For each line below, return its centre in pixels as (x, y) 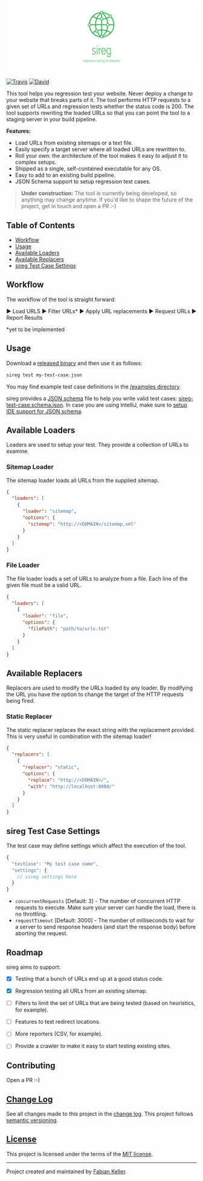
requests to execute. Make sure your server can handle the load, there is (105, 908)
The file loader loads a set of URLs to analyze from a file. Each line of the (97, 578)
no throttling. (31, 914)
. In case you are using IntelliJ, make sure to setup (125, 405)
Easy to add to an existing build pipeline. (65, 175)
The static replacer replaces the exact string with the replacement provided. (101, 729)
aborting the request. (41, 933)
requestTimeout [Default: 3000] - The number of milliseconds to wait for (105, 921)
